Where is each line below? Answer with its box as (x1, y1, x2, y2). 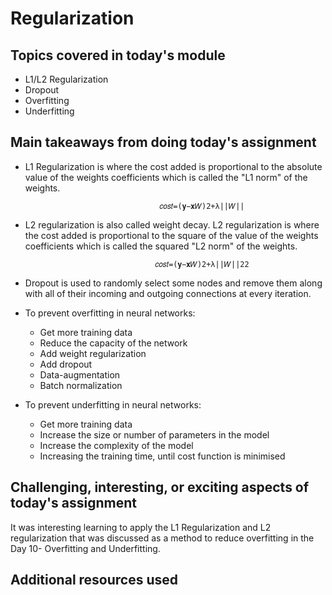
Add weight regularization (39, 347, 147, 359)
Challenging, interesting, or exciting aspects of (10, 479, 310, 496)
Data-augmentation (39, 368, 121, 381)
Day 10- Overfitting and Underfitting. (10, 542, 161, 554)
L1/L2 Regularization (24, 73, 109, 85)
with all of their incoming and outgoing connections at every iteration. (24, 287, 312, 299)
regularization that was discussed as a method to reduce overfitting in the (10, 532, 315, 544)
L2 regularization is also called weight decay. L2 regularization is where (24, 218, 320, 231)
